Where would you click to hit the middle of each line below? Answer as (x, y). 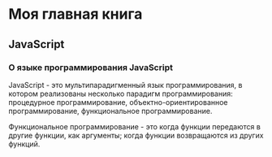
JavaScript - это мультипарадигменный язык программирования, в (125, 85)
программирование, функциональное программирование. (110, 111)
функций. (24, 144)
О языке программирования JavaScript (91, 68)
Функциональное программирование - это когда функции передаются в (135, 126)
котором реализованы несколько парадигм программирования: (121, 94)
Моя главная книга (76, 14)
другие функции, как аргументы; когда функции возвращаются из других (136, 135)
